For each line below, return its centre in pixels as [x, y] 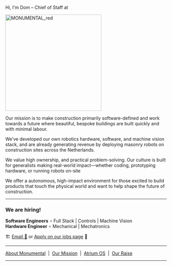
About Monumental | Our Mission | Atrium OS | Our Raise [69, 253]
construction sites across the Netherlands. [50, 150]
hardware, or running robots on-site [43, 171]
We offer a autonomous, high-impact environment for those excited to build [85, 181]
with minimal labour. [26, 129]
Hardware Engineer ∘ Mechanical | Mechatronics [58, 226]
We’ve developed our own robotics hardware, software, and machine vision [85, 139]
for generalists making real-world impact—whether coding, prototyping [81, 165]
